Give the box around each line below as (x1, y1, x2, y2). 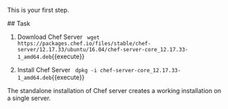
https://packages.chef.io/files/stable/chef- (17, 40, 151, 47)
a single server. (7, 94, 51, 102)
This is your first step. (7, 6, 69, 14)
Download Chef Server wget (17, 33, 100, 41)
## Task (7, 19, 30, 27)
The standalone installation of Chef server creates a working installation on (7, 87, 222, 94)
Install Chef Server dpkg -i (17, 66, 98, 74)
